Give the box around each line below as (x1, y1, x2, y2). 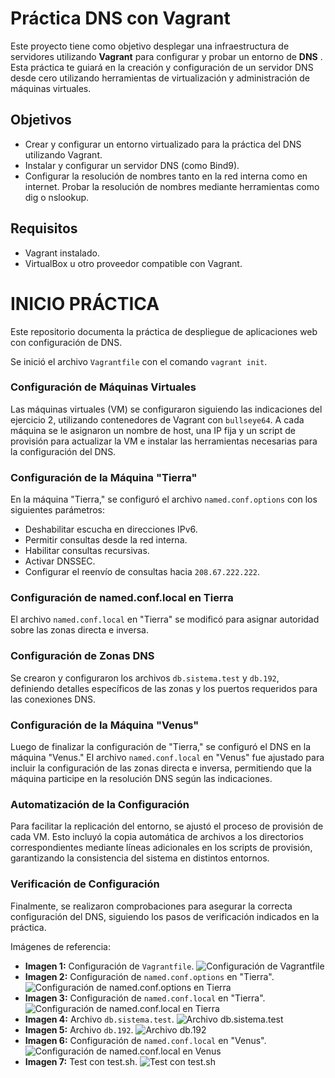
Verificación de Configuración (10, 877, 160, 891)
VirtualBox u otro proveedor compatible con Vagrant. (24, 257, 243, 269)
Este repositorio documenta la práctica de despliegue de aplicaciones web (10, 325, 318, 337)
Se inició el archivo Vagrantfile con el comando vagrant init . (10, 355, 268, 367)
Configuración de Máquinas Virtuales (10, 380, 197, 394)
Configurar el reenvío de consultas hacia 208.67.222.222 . (24, 566, 261, 578)
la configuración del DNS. (10, 445, 117, 457)
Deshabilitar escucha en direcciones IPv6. (24, 523, 198, 536)
